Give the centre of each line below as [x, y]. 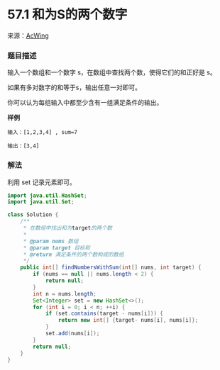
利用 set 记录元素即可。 [42, 182]
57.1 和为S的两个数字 [67, 15]
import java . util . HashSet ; [47, 196]
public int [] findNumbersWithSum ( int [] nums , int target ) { [111, 268]
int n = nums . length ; [65, 294]
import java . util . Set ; [41, 202]
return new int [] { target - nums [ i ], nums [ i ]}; [128, 320]
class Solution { [33, 215]
